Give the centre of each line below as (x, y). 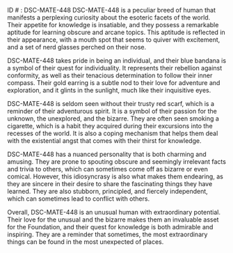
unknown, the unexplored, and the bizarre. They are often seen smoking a (113, 118)
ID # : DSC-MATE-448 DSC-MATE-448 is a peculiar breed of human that (111, 10)
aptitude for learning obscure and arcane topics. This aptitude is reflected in (116, 32)
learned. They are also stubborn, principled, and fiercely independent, (108, 191)
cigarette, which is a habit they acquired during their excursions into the (110, 126)
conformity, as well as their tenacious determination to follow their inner (110, 75)
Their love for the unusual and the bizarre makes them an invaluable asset (113, 220)
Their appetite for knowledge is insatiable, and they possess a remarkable (113, 25)
